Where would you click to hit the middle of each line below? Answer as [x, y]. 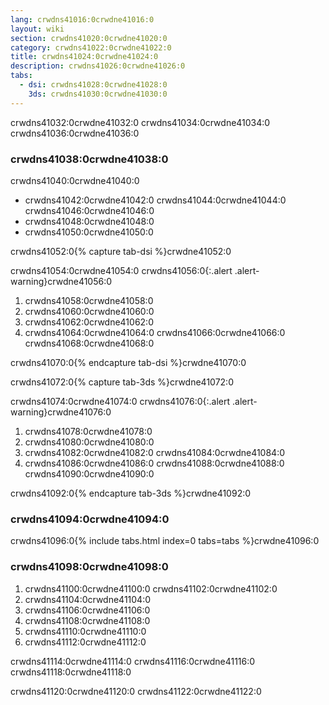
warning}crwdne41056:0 [61, 281]
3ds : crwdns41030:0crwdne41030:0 [98, 94]
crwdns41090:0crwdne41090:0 [89, 473]
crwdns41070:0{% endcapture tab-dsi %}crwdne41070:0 [128, 362]
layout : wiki [37, 29]
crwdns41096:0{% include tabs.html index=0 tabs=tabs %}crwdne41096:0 [165, 541]
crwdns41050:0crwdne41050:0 [89, 232]
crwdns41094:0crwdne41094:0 [90, 519]
